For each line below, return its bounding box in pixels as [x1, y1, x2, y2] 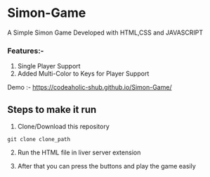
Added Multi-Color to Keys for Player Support [17, 69, 150, 78]
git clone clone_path [7, 136, 71, 143]
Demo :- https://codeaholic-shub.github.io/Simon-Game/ [7, 83, 172, 92]
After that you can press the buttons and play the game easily [17, 162, 197, 171]
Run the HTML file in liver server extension [17, 148, 141, 157]
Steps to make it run [7, 104, 97, 116]
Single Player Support [17, 62, 81, 71]
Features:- [7, 46, 44, 56]
